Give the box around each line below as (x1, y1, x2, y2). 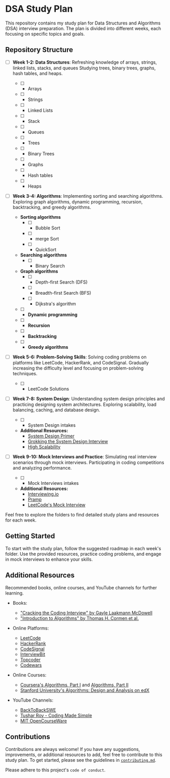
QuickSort (35, 246, 57, 252)
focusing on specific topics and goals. (5, 31, 85, 37)
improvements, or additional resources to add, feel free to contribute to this (5, 751, 162, 758)
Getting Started (5, 532, 55, 540)
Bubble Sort (35, 225, 60, 231)
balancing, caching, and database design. (12, 407, 100, 413)
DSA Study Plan (5, 3, 73, 15)
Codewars (20, 662, 42, 668)
